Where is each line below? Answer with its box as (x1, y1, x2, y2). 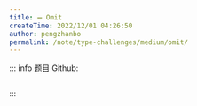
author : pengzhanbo (9, 29, 82, 38)
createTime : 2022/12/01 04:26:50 (9, 21, 133, 30)
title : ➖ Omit (9, 12, 62, 22)
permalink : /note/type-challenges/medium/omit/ (9, 37, 189, 47)
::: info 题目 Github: (9, 63, 79, 73)
